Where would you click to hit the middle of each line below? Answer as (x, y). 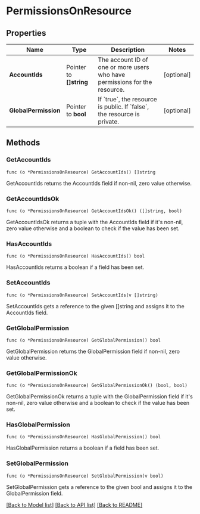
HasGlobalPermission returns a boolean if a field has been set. (83, 448)
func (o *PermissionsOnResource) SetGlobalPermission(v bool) (85, 476)
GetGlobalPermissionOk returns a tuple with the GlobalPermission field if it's (100, 397)
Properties (26, 33)
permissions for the (125, 82)
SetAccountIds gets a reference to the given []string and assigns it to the (95, 306)
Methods (23, 143)
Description (128, 50)
